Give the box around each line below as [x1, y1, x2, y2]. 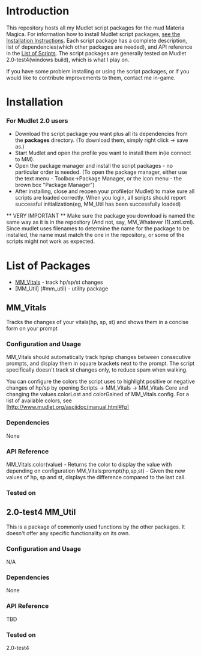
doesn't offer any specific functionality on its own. [6, 529, 130, 536]
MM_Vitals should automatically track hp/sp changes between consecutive [6, 354, 191, 361]
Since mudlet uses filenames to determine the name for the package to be [6, 225, 190, 232]
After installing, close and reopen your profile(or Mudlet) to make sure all [14, 188, 195, 195]
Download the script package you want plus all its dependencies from [14, 130, 188, 138]
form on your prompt [6, 325, 58, 332]
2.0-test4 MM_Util [6, 507, 76, 518]
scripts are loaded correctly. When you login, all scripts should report [14, 194, 186, 201]
